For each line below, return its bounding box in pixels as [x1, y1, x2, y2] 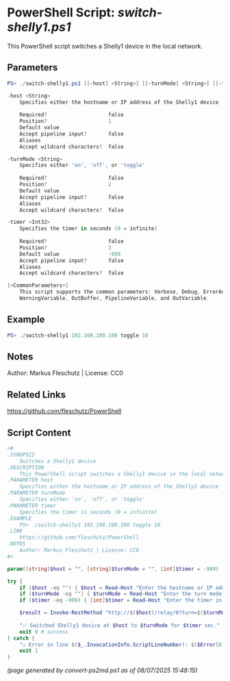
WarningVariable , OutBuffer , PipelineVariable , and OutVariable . [19, 295, 210, 302]
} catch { [7, 634, 36, 641]
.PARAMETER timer [7, 502, 57, 509]
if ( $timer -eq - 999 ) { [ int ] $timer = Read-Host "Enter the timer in [19, 597, 222, 604]
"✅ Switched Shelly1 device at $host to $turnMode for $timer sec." [19, 621, 220, 629]
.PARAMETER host [7, 477, 53, 484]
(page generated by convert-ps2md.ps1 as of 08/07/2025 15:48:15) [7, 666, 198, 675]
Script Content [7, 426, 71, 439]
